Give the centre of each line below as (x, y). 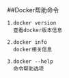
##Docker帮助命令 (33, 10)
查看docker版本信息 (38, 30)
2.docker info (27, 42)
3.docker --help (30, 62)
